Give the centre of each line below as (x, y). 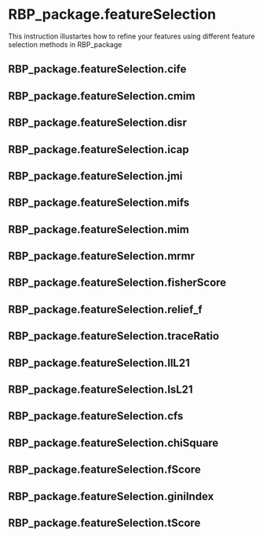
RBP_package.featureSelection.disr (97, 123)
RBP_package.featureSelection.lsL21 (101, 390)
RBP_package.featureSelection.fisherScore (117, 283)
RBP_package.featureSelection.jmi (95, 175)
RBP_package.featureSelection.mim (99, 229)
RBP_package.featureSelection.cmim (102, 96)
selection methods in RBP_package (65, 44)
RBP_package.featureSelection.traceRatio (114, 336)
